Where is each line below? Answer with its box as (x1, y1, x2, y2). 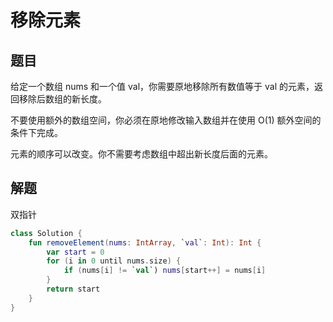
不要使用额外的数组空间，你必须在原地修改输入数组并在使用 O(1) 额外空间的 (10, 114, 322, 126)
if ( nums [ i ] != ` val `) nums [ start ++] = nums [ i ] (63, 266, 267, 276)
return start (46, 284, 101, 295)
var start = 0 (46, 247, 105, 257)
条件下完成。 (10, 127, 63, 138)
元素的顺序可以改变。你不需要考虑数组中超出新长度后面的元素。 (10, 148, 273, 160)
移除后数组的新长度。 (18, 93, 107, 105)
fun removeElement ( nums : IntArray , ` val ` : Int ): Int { (28, 237, 262, 248)
